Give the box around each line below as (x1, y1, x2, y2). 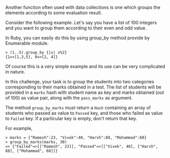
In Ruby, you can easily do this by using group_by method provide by (5, 35, 150, 41)
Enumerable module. (5, 40, 49, 46)
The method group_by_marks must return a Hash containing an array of (5, 105, 151, 111)
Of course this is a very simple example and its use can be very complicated (5, 64, 165, 69)
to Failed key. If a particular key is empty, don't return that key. (5, 115, 137, 121)
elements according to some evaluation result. (5, 10, 102, 16)
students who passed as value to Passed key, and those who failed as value (5, 110, 163, 116)
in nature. (5, 69, 25, 75)
